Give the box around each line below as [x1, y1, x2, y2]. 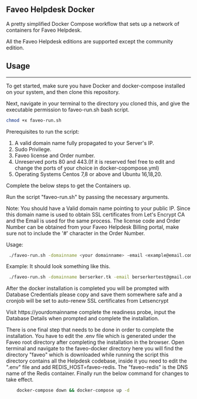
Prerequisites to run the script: [6, 128, 80, 135]
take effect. [6, 376, 34, 383]
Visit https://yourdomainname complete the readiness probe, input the [6, 309, 176, 316]
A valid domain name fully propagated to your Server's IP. [14, 139, 154, 146]
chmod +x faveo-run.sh [6, 117, 62, 123]
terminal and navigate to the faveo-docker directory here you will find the [6, 345, 183, 352]
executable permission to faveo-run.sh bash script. [6, 106, 130, 113]
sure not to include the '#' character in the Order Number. [6, 229, 145, 236]
